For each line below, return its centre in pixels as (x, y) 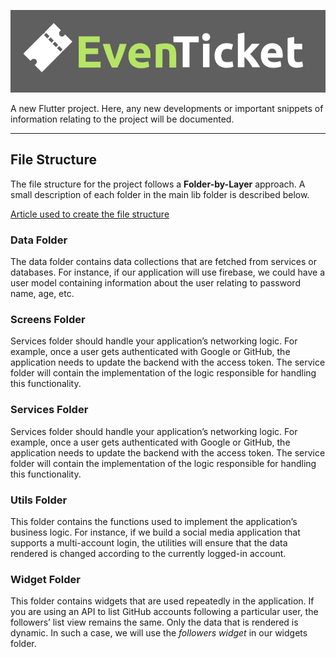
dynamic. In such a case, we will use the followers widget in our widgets (159, 633)
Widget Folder (45, 579)
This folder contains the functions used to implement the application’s (154, 521)
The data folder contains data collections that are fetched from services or (163, 261)
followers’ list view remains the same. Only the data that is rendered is (154, 622)
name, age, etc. (42, 293)
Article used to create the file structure (90, 214)
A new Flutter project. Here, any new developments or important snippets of (167, 108)
